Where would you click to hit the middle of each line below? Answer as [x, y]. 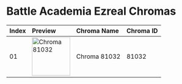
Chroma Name [97, 31]
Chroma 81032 [98, 56]
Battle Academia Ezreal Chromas [91, 11]
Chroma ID [142, 31]
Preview [44, 31]
